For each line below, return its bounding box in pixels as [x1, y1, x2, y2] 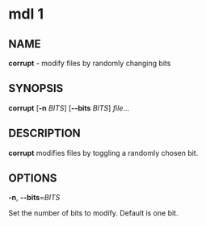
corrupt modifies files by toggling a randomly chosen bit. [8, 148, 199, 157]
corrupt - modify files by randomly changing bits [8, 58, 171, 68]
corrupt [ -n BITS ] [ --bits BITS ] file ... [8, 103, 130, 113]
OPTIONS [8, 171, 57, 186]
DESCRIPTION [8, 127, 81, 140]
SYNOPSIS [8, 82, 64, 95]
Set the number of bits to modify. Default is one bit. [8, 208, 179, 218]
